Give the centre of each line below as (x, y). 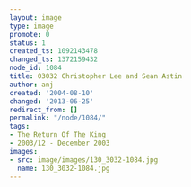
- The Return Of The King (57, 135)
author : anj (31, 85)
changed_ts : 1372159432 (54, 59)
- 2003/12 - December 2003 (60, 143)
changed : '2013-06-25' (52, 101)
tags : (19, 127)
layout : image (36, 18)
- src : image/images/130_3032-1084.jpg (84, 160)
